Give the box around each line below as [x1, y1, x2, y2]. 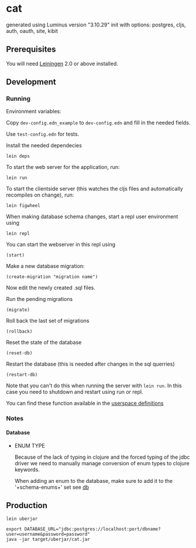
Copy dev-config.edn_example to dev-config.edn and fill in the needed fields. [6, 119, 191, 126]
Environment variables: [6, 108, 61, 115]
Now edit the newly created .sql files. [6, 284, 95, 292]
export [6, 526, 22, 532]
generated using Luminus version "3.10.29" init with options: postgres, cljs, [6, 21, 186, 28]
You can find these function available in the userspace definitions [6, 400, 164, 407]
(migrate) [6, 307, 30, 313]
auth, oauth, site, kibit [6, 27, 59, 34]
